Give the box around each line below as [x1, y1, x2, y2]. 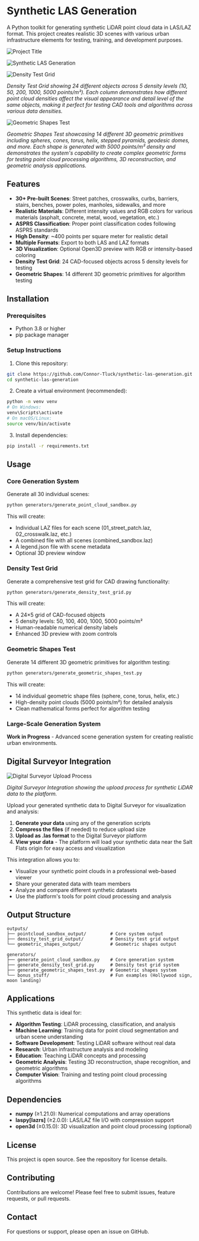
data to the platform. [7, 790, 57, 797]
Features [7, 179, 40, 189]
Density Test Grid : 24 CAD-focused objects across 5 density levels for [15, 258, 188, 265]
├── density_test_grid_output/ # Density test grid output [7, 936, 179, 942]
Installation [7, 294, 49, 304]
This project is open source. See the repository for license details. [7, 1156, 168, 1163]
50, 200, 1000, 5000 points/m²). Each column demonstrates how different [7, 88, 187, 95]
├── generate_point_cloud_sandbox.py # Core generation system [7, 957, 174, 962]
